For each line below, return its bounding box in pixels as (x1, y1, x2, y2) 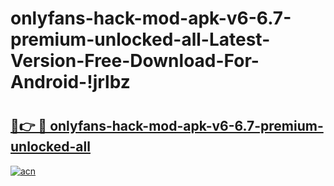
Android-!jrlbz (10, 71, 131, 94)
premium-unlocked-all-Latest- (10, 28, 271, 51)
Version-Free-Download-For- (10, 50, 260, 72)
